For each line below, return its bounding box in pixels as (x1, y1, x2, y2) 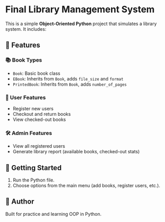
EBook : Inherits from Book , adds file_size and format (12, 75, 124, 82)
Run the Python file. (12, 177, 55, 183)
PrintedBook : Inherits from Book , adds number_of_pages (12, 81, 127, 87)
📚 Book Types (5, 56, 43, 64)
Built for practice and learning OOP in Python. (5, 211, 101, 217)
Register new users (12, 105, 54, 111)
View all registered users (12, 143, 66, 149)
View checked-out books (12, 116, 66, 123)
